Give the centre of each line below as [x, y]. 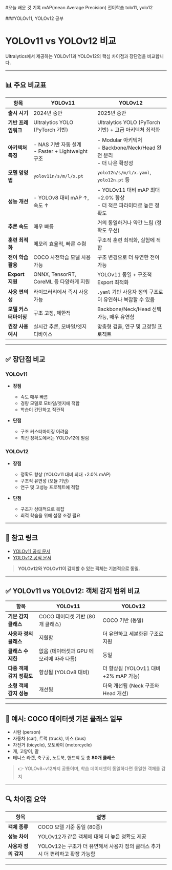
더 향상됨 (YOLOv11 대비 [132, 669]
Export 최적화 [113, 282]
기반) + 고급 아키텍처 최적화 [128, 130]
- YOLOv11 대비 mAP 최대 [128, 190]
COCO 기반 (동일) [123, 620]
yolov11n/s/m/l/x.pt [58, 176]
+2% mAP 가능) [121, 676]
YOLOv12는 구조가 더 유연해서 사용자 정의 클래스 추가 [99, 846]
